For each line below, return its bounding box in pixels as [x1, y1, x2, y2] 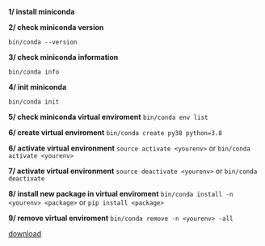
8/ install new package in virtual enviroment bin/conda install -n [8, 189, 233, 198]
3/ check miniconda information [8, 53, 119, 61]
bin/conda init [8, 98, 60, 106]
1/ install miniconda [8, 7, 75, 16]
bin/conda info [8, 68, 60, 76]
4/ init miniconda [8, 83, 67, 91]
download [8, 229, 42, 238]
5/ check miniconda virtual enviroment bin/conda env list [8, 112, 208, 121]
